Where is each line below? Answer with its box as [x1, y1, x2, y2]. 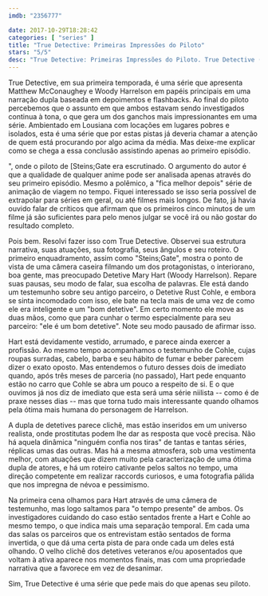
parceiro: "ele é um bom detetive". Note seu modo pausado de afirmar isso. [8, 322, 257, 330]
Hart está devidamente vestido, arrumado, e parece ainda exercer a [8, 337, 231, 346]
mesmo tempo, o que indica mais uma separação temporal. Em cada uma [8, 521, 250, 530]
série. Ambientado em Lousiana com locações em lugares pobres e [8, 121, 230, 130]
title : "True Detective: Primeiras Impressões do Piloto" [8, 41, 205, 49]
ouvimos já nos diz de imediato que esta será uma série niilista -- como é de [8, 388, 259, 397]
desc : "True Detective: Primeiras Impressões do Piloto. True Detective [8, 56, 255, 64]
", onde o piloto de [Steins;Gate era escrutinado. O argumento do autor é [8, 162, 247, 170]
